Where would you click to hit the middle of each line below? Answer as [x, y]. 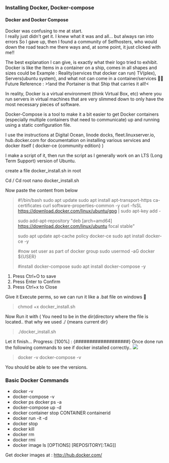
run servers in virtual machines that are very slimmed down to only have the [84, 99]
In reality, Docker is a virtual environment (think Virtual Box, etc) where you [83, 94]
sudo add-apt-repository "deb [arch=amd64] [65, 221]
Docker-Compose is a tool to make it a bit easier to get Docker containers [82, 114]
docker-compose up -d [37, 408]
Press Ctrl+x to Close [35, 287]
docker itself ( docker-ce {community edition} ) [55, 146]
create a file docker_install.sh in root [43, 171]
